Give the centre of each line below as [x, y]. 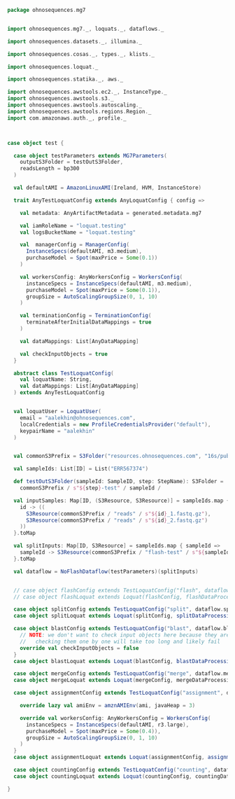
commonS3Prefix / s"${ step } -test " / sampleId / [90, 488]
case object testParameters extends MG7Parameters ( [91, 155]
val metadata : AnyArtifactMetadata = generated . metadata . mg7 [111, 213]
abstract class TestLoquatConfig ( [64, 373]
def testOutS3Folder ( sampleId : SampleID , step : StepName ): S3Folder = [119, 482]
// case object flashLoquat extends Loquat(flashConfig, [98, 597]
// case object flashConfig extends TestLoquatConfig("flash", [107, 590]
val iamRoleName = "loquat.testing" [73, 225]
